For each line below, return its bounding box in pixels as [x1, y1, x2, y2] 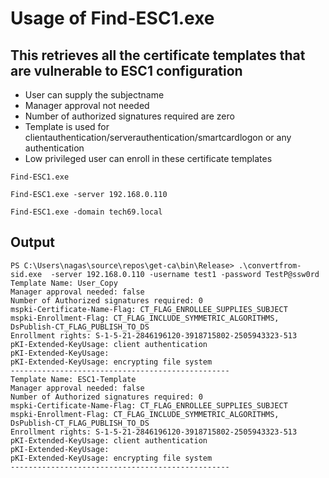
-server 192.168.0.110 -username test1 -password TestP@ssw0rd [50, 269, 320, 279]
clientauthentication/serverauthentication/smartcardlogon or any [24, 132, 292, 143]
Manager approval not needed [24, 100, 150, 111]
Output [10, 234, 55, 251]
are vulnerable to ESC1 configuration [10, 62, 243, 79]
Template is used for [24, 121, 110, 132]
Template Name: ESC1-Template [10, 374, 137, 384]
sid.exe [10, 269, 43, 279]
